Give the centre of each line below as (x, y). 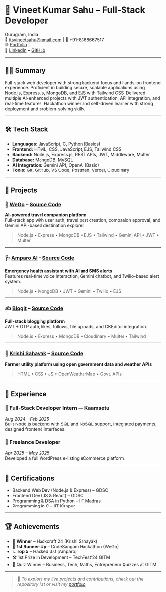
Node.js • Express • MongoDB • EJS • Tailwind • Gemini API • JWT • (88, 235)
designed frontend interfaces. (35, 429)
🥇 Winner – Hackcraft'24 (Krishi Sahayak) (55, 541)
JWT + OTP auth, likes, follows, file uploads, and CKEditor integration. (76, 326)
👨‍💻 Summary (25, 70)
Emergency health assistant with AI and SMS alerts (59, 271)
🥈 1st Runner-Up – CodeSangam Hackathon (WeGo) (65, 546)
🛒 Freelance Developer (33, 442)
